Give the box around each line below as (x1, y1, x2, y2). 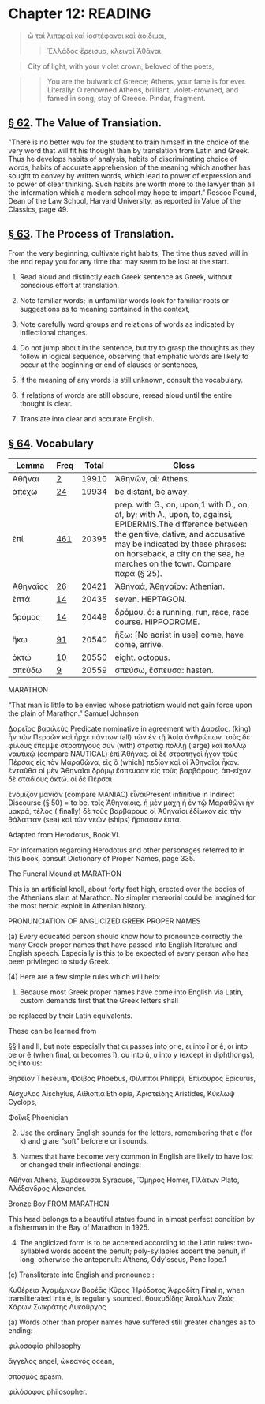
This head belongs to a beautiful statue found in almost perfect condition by (8, 1215, 255, 1224)
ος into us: (8, 1058, 43, 1068)
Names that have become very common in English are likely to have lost (19, 1151, 254, 1161)
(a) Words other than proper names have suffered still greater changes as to (8, 1317, 256, 1327)
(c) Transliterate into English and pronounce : (8, 1270, 155, 1279)
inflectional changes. (19, 328, 88, 337)
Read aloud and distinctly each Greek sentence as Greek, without (19, 271, 233, 281)
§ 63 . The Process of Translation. (8, 227, 175, 241)
